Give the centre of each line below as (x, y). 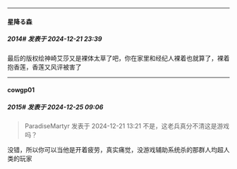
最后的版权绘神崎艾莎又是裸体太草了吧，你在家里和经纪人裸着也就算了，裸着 (119, 58)
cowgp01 (21, 90)
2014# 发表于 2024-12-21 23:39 (55, 39)
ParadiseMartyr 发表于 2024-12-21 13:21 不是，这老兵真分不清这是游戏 (127, 126)
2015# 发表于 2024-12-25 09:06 (55, 107)
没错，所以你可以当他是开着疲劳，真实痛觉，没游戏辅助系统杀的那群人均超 (115, 150)
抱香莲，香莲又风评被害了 (44, 67)
